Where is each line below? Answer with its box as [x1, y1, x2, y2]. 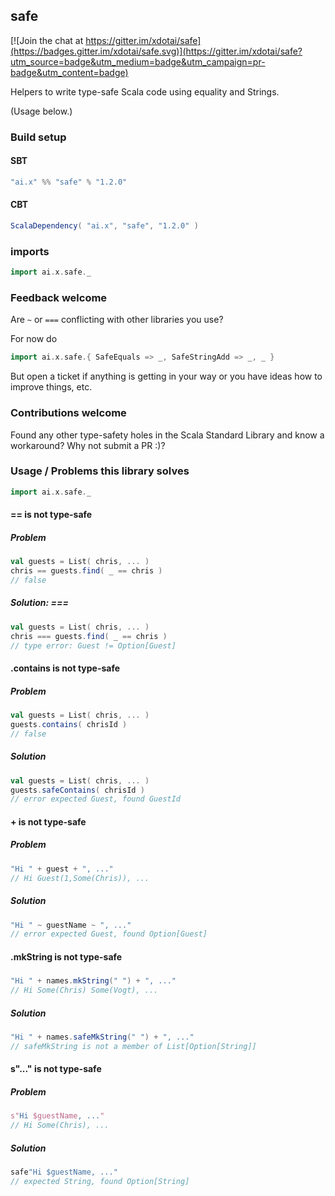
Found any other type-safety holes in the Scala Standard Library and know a [10, 429, 325, 441]
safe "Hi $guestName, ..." [10, 1167, 118, 1178]
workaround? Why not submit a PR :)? [10, 439, 166, 451]
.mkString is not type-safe [10, 950, 123, 963]
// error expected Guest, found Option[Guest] [10, 929, 208, 939]
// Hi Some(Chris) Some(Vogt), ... [10, 985, 159, 996]
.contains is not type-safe [10, 662, 121, 674]
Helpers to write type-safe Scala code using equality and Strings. [10, 85, 280, 98]
